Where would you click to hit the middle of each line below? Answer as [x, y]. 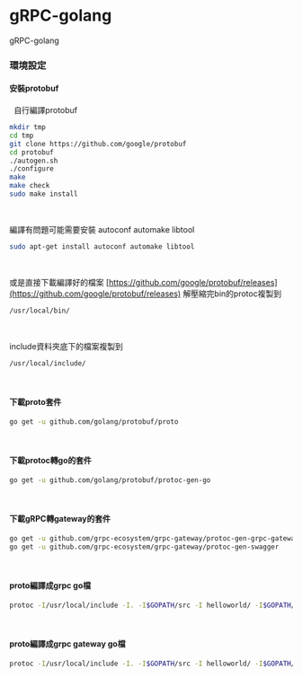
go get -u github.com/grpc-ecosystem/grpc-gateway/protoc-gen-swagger [144, 547]
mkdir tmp [28, 127]
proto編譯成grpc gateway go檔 [67, 644]
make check [30, 186]
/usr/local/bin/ [40, 311]
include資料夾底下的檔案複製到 [67, 346]
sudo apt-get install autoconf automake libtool [102, 246]
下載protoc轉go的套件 [51, 461]
